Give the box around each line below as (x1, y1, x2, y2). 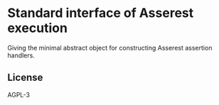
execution (7, 20, 68, 36)
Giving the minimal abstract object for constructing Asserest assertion (7, 43, 213, 52)
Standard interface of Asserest (7, 5, 194, 21)
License (7, 72, 43, 84)
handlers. (7, 51, 36, 60)
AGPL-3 (7, 90, 31, 99)
